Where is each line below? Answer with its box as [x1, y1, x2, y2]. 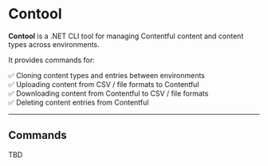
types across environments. [8, 39, 100, 49]
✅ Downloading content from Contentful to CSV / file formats [8, 89, 209, 98]
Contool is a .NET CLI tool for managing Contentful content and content [8, 31, 244, 41]
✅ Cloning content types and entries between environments [8, 70, 206, 80]
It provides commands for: [8, 55, 95, 65]
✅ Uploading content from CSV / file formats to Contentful [8, 79, 199, 89]
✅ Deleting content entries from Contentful [8, 97, 149, 107]
